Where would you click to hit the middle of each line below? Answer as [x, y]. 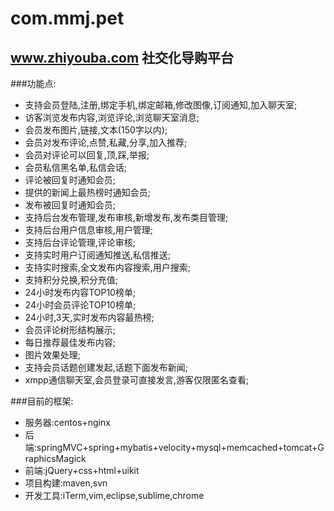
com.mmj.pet [67, 18]
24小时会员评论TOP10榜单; [80, 305]
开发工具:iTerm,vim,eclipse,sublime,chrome [114, 495]
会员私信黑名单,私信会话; [76, 167]
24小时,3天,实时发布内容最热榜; [89, 317]
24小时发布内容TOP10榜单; [80, 292]
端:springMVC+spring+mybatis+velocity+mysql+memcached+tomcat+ [171, 447]
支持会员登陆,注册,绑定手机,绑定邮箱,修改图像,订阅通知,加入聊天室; [161, 105]
